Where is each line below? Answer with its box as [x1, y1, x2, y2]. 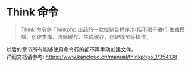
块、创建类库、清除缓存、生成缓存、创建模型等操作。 [20, 33, 152, 40]
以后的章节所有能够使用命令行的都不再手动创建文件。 [6, 45, 137, 53]
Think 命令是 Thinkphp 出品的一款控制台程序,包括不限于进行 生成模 [20, 26, 186, 33]
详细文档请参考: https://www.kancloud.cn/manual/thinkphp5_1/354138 [6, 53, 177, 60]
